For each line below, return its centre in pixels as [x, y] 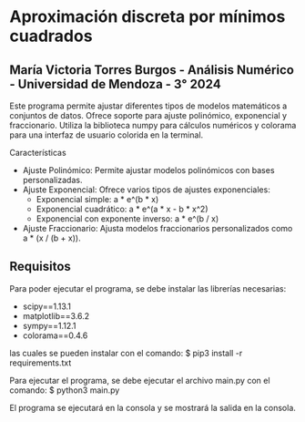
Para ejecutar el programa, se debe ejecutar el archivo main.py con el [140, 380]
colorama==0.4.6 [55, 335]
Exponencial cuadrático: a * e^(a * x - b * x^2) [122, 209]
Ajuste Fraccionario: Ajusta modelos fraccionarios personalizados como [158, 228]
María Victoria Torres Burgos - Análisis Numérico [152, 70]
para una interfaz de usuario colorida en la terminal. [107, 135]
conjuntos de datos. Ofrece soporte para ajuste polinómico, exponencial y [148, 115]
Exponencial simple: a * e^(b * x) [97, 199]
